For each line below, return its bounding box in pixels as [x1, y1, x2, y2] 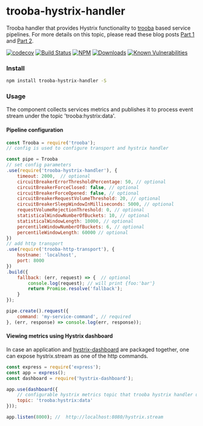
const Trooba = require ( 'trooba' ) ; [6, 139, 96, 146]
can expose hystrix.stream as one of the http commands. [6, 352, 149, 359]
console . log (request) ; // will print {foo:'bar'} [28, 280, 155, 286]
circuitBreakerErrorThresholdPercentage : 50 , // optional [17, 179, 166, 185]
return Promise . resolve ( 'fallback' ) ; [28, 286, 123, 292]
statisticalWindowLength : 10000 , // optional [17, 218, 134, 224]
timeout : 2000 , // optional [17, 173, 91, 179]
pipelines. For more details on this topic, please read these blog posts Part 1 [6, 30, 195, 38]
